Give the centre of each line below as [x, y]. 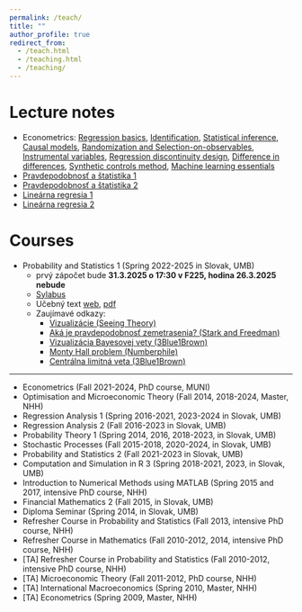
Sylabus [51, 294]
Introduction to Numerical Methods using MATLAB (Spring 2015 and [148, 482]
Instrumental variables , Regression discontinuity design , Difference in [151, 156]
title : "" [28, 26]
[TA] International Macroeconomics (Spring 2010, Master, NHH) [140, 588]
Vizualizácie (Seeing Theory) [103, 323]
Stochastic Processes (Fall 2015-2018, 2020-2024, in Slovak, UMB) [147, 444]
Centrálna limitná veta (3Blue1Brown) [117, 361]
